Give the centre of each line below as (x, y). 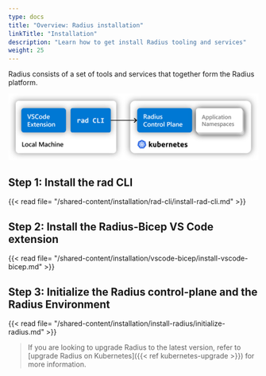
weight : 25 (26, 51)
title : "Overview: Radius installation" (76, 25)
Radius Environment (59, 304)
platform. (23, 83)
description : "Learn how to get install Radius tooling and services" (127, 42)
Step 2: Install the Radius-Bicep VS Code (111, 227)
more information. (57, 364)
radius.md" (27, 331)
